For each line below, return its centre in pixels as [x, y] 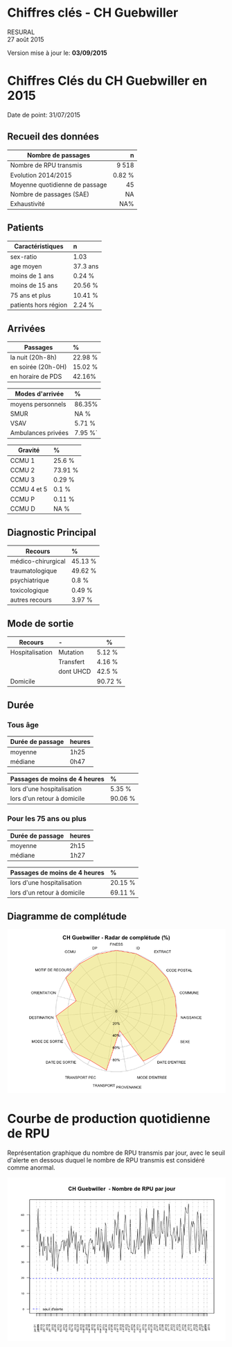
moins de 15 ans [34, 285]
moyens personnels [38, 404]
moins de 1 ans [32, 276]
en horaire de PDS [36, 377]
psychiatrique [30, 580]
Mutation [71, 652]
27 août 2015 [26, 39]
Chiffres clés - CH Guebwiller [93, 13]
